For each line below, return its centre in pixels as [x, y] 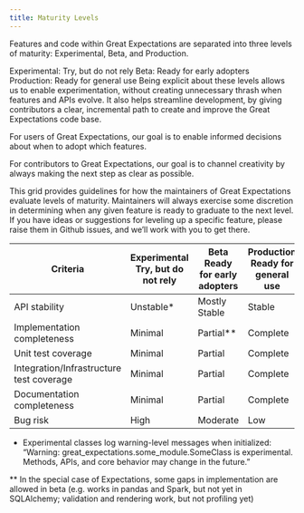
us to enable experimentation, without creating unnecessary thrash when [146, 90]
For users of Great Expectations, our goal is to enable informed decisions [146, 136]
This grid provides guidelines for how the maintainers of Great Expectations [150, 190]
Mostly [212, 301]
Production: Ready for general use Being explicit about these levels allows [147, 80]
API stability [39, 306]
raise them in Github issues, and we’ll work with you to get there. [130, 229]
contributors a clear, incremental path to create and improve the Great [140, 109]
